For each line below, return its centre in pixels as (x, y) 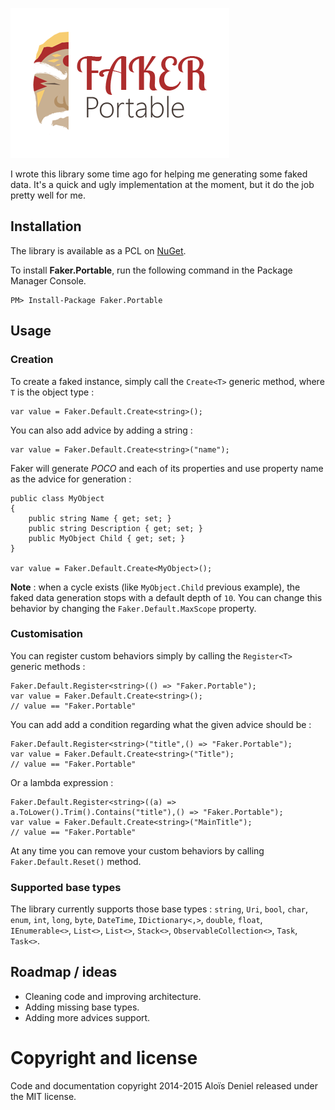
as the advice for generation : (71, 479)
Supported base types (66, 887)
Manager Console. (48, 280)
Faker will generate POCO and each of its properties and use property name (167, 468)
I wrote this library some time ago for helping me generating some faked (159, 174)
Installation (46, 226)
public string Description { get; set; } (115, 528)
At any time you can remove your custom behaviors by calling (137, 850)
